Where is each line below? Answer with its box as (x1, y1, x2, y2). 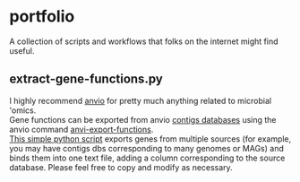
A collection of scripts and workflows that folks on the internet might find (9, 36, 279, 47)
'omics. (9, 105, 37, 116)
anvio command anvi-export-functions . (9, 124, 154, 134)
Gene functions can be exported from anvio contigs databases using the (9, 114, 277, 125)
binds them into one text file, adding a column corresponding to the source (9, 152, 286, 163)
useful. (9, 45, 35, 56)
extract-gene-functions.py (9, 72, 163, 87)
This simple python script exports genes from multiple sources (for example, (9, 133, 292, 144)
